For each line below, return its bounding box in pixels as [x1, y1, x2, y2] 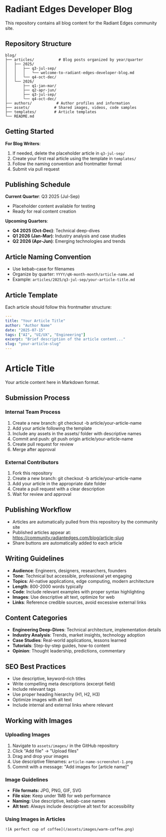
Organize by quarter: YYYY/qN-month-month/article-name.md [12, 271, 134, 277]
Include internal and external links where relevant [12, 702, 113, 708]
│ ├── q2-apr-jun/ [5, 88, 57, 93]
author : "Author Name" [5, 323, 52, 328]
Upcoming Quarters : [5, 218, 48, 224]
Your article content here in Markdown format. [5, 379, 100, 385]
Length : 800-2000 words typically [12, 583, 83, 589]
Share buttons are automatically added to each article [12, 540, 123, 546]
